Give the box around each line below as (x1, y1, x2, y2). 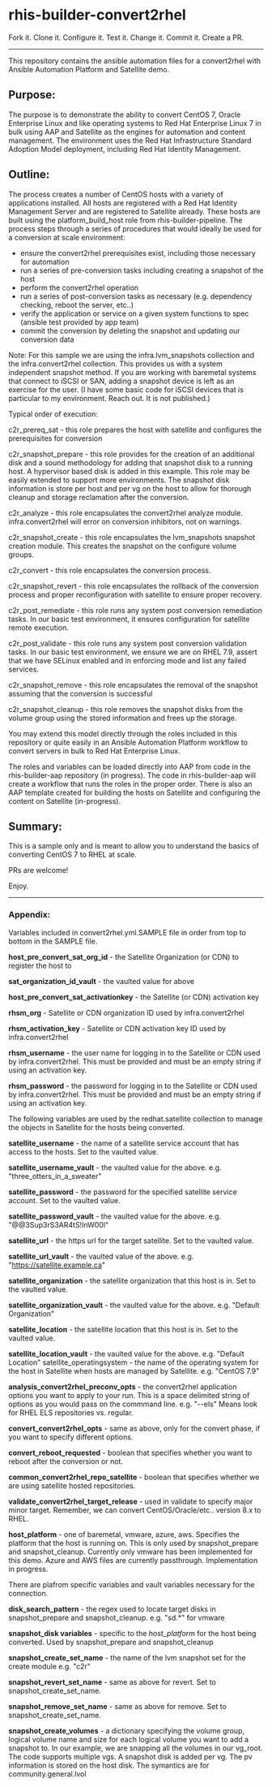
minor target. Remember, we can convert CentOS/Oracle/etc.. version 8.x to (8, 1504, 261, 1515)
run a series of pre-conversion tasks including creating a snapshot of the (19, 265, 264, 275)
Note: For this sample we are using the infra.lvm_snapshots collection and (8, 350, 255, 360)
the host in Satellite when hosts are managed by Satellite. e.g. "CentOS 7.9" (8, 1366, 260, 1375)
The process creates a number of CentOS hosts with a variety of (8, 189, 224, 199)
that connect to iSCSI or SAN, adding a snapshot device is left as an (8, 376, 235, 386)
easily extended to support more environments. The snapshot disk (8, 475, 230, 485)
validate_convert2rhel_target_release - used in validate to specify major (8, 1496, 253, 1506)
